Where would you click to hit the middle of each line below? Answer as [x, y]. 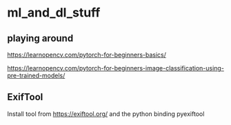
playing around [40, 38]
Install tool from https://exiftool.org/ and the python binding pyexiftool [106, 114]
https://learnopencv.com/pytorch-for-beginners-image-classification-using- [115, 68]
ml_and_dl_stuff [54, 13]
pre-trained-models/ [36, 75]
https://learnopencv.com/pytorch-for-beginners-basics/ [87, 55]
